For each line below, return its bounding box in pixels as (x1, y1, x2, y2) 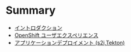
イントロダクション (14, 24, 63, 31)
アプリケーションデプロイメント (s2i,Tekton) (14, 39, 125, 46)
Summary (5, 4, 56, 17)
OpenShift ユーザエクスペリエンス (14, 31, 99, 39)
